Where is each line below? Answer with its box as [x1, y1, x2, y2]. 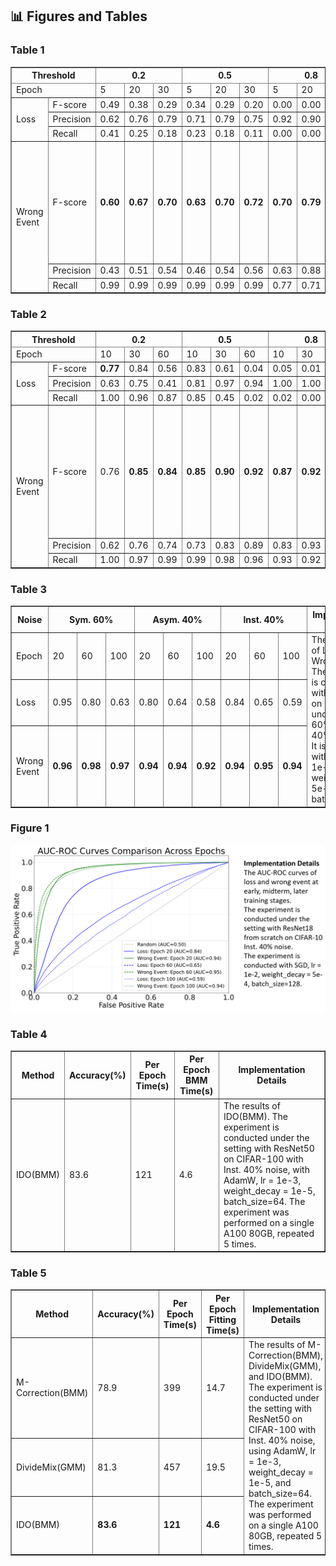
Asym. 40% [152, 614, 203, 626]
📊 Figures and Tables [10, 8, 148, 25]
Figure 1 [10, 821, 50, 835]
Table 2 [10, 308, 47, 322]
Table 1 [10, 43, 45, 57]
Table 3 [10, 582, 48, 596]
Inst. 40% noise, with [223, 1163, 310, 1175]
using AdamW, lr [248, 1445, 317, 1457]
